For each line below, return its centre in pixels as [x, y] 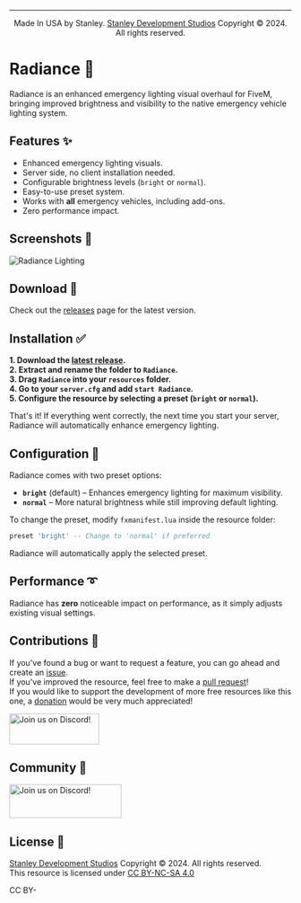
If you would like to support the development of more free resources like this [150, 691]
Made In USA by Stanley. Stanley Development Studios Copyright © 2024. [150, 23]
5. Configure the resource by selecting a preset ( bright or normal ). [134, 398]
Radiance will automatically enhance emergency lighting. [114, 425]
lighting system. [39, 112]
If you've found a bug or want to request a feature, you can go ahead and [145, 662]
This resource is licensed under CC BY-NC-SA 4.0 [102, 873]
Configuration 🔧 [55, 453]
